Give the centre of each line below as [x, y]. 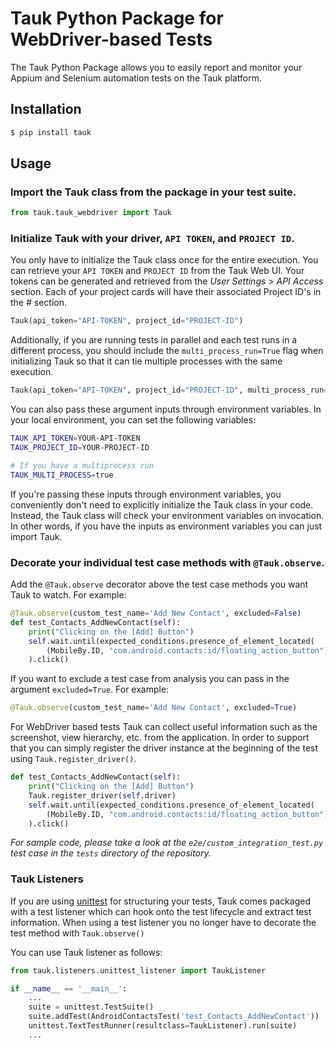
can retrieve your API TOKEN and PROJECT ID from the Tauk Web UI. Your [157, 271]
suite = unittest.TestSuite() [91, 1007]
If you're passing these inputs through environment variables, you [146, 494]
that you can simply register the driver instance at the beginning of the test [164, 748]
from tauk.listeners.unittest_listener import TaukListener [138, 970]
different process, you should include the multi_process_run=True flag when [167, 351]
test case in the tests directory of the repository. [111, 853]
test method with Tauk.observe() [77, 933]
